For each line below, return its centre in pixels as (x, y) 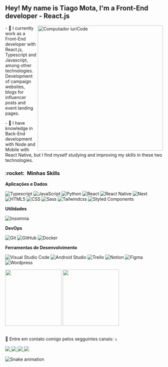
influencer (16, 97)
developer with (20, 44)
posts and (15, 103)
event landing (19, 108)
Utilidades (16, 209)
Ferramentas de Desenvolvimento (41, 248)
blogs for (14, 92)
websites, (15, 87)
